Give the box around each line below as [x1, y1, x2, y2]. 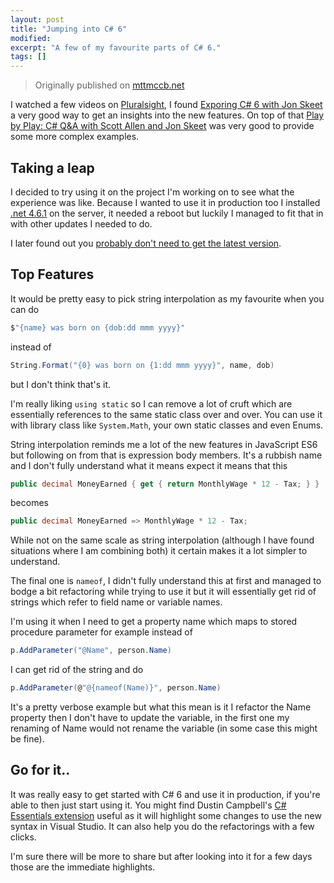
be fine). [10, 733, 45, 745]
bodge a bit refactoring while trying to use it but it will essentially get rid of [10, 586, 317, 598]
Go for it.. [10, 762, 71, 779]
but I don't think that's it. [10, 378, 111, 390]
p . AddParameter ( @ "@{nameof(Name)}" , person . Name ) [10, 683, 222, 693]
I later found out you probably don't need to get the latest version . [10, 237, 282, 249]
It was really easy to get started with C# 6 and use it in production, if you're [10, 788, 321, 800]
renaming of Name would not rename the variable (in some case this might [10, 722, 318, 734]
